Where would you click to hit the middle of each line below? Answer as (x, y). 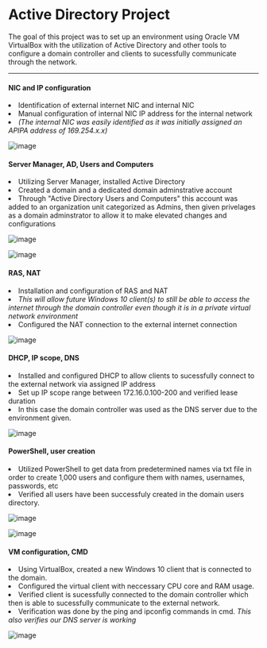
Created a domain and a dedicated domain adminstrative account (126, 190)
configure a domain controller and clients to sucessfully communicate (122, 53)
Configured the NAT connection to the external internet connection (128, 324)
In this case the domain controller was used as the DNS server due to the (138, 409)
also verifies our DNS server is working (72, 620)
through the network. (43, 62)
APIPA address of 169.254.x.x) (58, 131)
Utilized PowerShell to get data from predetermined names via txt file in (135, 469)
